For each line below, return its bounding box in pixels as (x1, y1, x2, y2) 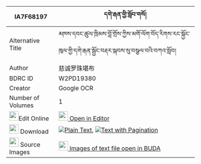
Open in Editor (69, 114, 109, 122)
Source (20, 141, 41, 148)
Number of (9, 94, 40, 102)
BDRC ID (9, 74, 34, 83)
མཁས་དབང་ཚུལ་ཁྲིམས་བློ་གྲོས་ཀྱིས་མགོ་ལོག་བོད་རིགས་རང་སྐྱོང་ (58, 30, 190, 38)
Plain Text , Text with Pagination (64, 126, 159, 134)
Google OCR (58, 84, 94, 92)
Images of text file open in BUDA (69, 144, 161, 152)
